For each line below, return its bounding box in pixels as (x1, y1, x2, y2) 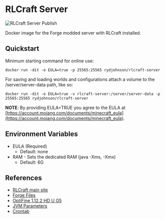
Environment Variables (5, 130, 78, 139)
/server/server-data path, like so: (5, 81, 73, 87)
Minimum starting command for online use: (5, 58, 94, 64)
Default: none (20, 148, 49, 154)
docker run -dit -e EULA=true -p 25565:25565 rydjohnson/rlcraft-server (5, 67, 160, 72)
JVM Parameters (12, 203, 48, 209)
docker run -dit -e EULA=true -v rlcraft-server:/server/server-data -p (5, 91, 160, 96)
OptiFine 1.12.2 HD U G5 (12, 197, 62, 204)
